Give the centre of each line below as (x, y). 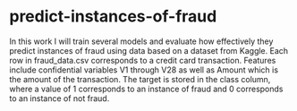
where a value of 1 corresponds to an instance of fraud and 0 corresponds (146, 89)
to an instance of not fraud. (59, 98)
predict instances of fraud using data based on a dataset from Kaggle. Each (149, 50)
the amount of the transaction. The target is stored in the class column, (140, 79)
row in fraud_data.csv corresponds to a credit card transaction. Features (143, 60)
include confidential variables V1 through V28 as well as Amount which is (144, 70)
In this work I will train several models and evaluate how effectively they (141, 41)
